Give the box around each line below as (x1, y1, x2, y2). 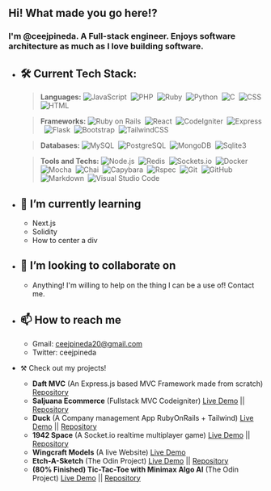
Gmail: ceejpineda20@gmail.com (32, 338, 143, 348)
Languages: (40, 92, 82, 102)
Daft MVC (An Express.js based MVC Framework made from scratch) (32, 379, 264, 388)
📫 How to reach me (19, 313, 121, 327)
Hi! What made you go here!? (8, 6, 158, 20)
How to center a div (32, 235, 99, 245)
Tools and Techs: (40, 157, 100, 166)
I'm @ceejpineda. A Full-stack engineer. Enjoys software (8, 31, 236, 42)
